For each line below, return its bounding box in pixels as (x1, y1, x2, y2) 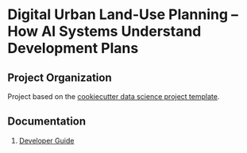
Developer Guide (18, 136, 75, 145)
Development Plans (7, 40, 139, 57)
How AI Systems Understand (7, 22, 202, 40)
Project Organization (7, 71, 112, 84)
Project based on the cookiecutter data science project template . (7, 92, 220, 101)
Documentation (7, 115, 87, 128)
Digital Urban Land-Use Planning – (7, 6, 239, 24)
